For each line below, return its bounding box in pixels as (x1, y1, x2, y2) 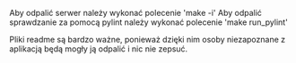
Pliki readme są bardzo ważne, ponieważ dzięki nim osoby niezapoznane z (9, 35, 286, 44)
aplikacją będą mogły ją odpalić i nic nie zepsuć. (9, 43, 188, 54)
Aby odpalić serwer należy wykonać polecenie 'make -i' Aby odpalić (9, 8, 263, 18)
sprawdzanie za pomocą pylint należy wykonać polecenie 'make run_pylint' (9, 17, 289, 28)
